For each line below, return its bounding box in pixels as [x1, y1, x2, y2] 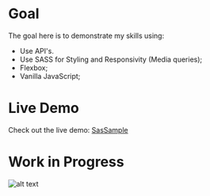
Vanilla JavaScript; [19, 71, 81, 81]
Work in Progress [8, 153, 124, 171]
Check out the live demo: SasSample [8, 125, 128, 134]
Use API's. [19, 46, 54, 55]
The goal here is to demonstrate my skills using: [8, 31, 165, 40]
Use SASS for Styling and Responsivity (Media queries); [19, 55, 203, 64]
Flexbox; [19, 62, 48, 72]
